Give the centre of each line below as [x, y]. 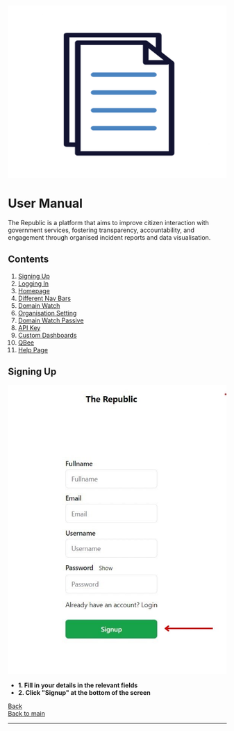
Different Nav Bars [44, 298]
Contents [28, 260]
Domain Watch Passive [51, 320]
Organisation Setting [47, 313]
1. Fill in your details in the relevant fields [78, 685]
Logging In [33, 284]
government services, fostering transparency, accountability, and [101, 230]
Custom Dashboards [47, 335]
